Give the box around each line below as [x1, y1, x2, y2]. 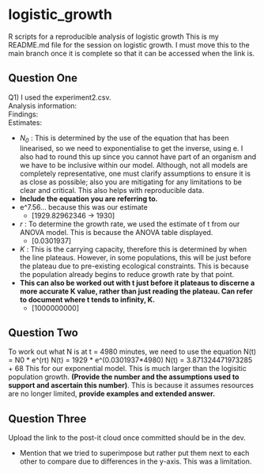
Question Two [8, 326, 79, 339]
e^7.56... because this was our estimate [19, 202, 148, 211]
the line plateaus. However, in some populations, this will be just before [19, 252, 251, 262]
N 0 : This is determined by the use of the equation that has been [19, 133, 229, 144]
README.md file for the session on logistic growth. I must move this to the [8, 40, 251, 49]
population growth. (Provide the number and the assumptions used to [8, 372, 239, 381]
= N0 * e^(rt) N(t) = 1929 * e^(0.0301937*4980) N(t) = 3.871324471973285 [8, 355, 253, 365]
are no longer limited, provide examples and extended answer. [8, 389, 216, 399]
